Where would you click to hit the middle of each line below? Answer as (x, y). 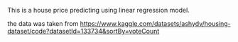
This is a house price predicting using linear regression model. (98, 10)
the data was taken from (43, 23)
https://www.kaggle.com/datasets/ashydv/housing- (155, 23)
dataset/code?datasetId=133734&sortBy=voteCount (83, 31)
